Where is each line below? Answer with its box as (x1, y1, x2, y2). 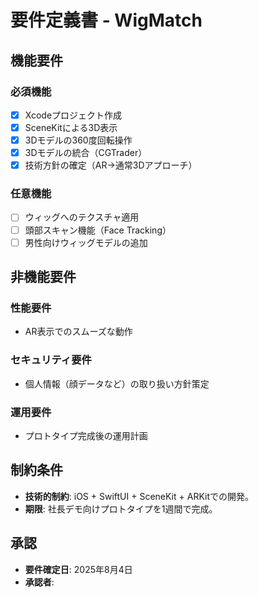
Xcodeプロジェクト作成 (24, 109, 123, 121)
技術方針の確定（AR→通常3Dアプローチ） (24, 159, 198, 171)
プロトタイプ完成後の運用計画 (24, 429, 148, 441)
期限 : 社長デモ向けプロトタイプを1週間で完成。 (24, 502, 218, 515)
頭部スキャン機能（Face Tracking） (24, 224, 172, 236)
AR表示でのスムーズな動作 (24, 326, 133, 338)
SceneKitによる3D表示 (24, 121, 118, 133)
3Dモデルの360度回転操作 (24, 134, 133, 146)
